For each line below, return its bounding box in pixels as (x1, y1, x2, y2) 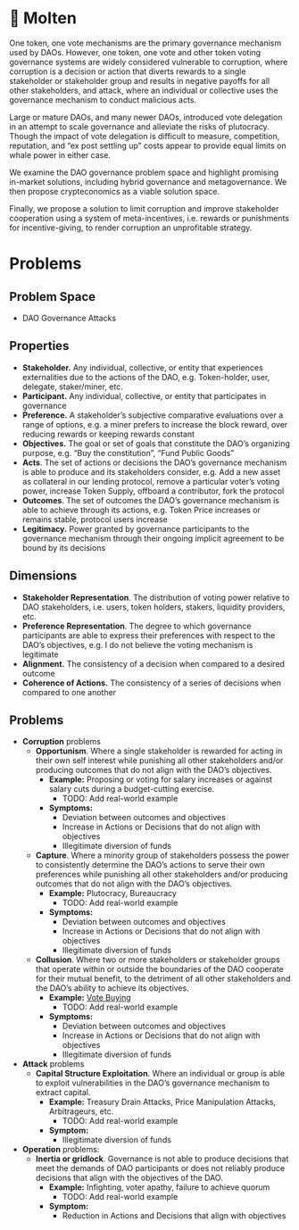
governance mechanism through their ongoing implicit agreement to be (21, 533, 285, 544)
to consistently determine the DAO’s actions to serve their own (35, 860, 265, 870)
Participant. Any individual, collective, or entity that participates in (21, 390, 267, 401)
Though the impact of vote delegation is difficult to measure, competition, (9, 130, 280, 141)
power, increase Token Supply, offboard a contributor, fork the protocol (21, 486, 285, 496)
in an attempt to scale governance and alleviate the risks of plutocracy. (9, 121, 270, 132)
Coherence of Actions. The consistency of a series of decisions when (21, 677, 282, 688)
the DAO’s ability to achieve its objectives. (35, 983, 189, 993)
